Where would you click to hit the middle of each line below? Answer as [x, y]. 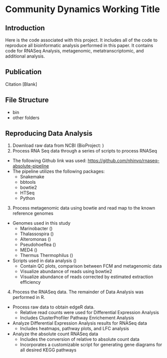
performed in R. [29, 297]
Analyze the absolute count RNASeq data [55, 334]
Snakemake [32, 177]
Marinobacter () [36, 229]
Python [27, 198]
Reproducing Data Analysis [49, 134]
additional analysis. [25, 56]
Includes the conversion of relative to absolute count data [80, 339]
